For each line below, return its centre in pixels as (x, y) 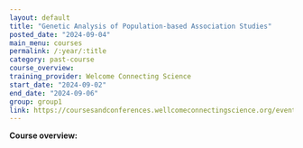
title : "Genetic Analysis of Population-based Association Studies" (141, 26)
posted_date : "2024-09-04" (60, 34)
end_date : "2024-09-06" (54, 93)
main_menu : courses (46, 43)
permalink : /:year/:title (58, 51)
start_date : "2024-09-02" (58, 85)
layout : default (40, 18)
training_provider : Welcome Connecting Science (101, 77)
